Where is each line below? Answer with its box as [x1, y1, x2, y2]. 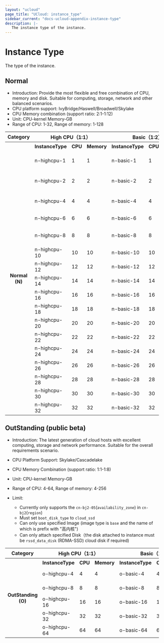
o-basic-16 [119, 598, 148, 605]
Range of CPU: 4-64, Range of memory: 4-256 [12, 485, 106, 491]
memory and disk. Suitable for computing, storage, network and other [12, 95, 153, 101]
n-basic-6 [111, 214, 137, 221]
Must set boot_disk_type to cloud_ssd [19, 514, 95, 520]
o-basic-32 [119, 613, 148, 619]
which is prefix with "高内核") [19, 526, 79, 532]
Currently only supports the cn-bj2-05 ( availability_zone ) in [19, 504, 141, 510]
